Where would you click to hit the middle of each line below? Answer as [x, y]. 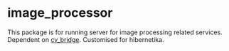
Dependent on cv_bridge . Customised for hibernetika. [86, 39]
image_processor [60, 13]
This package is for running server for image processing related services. [115, 32]
